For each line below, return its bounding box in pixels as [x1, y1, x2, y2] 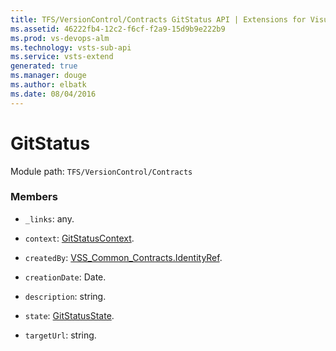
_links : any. [24, 212, 75, 225]
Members [10, 190, 58, 204]
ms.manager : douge [10, 71, 87, 81]
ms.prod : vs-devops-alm [10, 33, 110, 43]
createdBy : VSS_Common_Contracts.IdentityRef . [24, 251, 223, 263]
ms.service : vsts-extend [10, 52, 114, 62]
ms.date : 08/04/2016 [10, 89, 97, 99]
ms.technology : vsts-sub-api [10, 42, 132, 53]
